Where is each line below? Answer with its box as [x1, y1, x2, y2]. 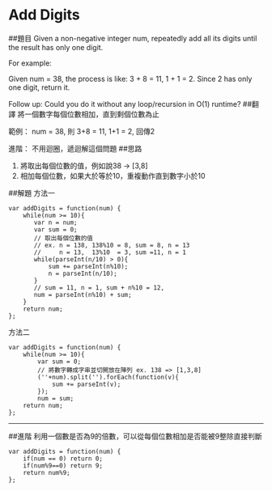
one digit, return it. [8, 83, 70, 92]
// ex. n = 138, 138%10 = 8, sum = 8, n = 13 [33, 241, 190, 249]
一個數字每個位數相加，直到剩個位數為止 [23, 109, 159, 119]
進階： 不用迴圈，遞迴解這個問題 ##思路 [8, 143, 142, 153]
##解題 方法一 [8, 188, 55, 197]
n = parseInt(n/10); [48, 269, 117, 277]
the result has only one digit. [8, 42, 104, 52]
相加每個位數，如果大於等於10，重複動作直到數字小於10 [19, 171, 206, 180]
